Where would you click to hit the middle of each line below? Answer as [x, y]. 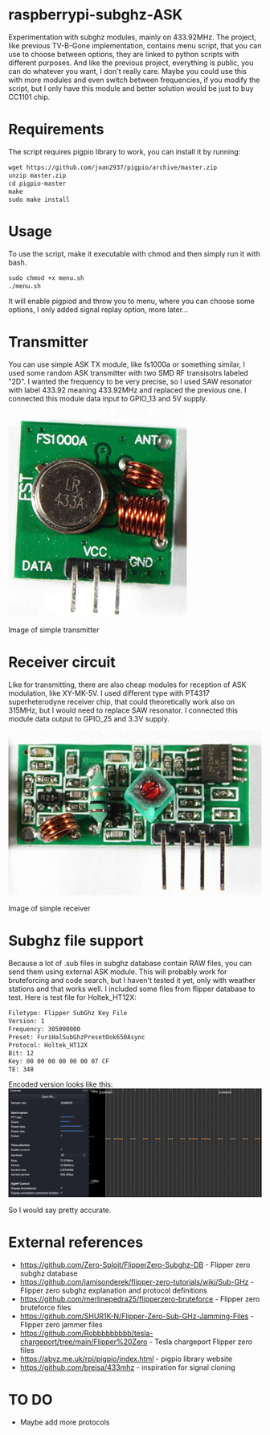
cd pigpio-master [37, 183]
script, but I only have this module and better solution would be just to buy [131, 88]
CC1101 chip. [29, 97]
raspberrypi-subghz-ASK [96, 15]
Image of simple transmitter [54, 630]
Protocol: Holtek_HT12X [48, 1045]
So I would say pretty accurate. [60, 1210]
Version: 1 [27, 1021]
